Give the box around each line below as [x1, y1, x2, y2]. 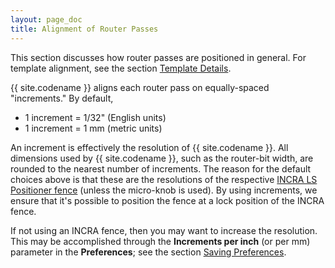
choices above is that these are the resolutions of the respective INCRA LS [10, 173, 318, 185]
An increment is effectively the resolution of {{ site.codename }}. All [10, 141, 289, 153]
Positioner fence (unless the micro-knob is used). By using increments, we [10, 184, 318, 196]
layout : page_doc [10, 14, 83, 25]
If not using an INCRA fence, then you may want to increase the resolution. [10, 224, 318, 236]
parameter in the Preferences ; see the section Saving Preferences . [10, 246, 287, 258]
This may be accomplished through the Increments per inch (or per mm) [10, 235, 311, 247]
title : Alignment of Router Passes [10, 24, 159, 34]
